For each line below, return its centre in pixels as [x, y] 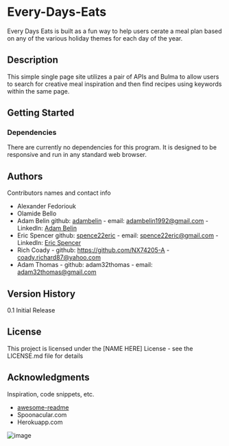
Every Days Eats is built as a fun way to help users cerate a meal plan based [114, 31]
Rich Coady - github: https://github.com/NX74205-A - [93, 250]
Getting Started [41, 113]
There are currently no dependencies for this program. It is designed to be [112, 147]
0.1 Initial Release [31, 310]
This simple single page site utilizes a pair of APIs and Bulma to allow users [113, 76]
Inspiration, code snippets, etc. [51, 394]
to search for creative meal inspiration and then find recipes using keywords [114, 84]
